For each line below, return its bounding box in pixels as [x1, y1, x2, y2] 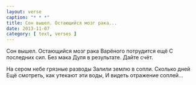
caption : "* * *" [6, 14, 50, 20]
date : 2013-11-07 [6, 25, 50, 32]
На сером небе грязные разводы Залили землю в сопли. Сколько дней [6, 65, 191, 72]
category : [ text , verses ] [6, 31, 77, 37]
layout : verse [6, 8, 42, 15]
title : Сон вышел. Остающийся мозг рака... [6, 20, 118, 26]
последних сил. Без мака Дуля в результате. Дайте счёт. [6, 54, 154, 61]
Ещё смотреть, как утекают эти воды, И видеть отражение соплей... [6, 72, 183, 79]
